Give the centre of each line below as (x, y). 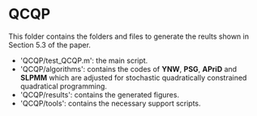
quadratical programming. (64, 86)
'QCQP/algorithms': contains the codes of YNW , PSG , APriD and (128, 68)
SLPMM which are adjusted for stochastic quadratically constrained (133, 77)
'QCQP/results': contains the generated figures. (100, 94)
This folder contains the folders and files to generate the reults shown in (129, 36)
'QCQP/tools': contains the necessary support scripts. (110, 103)
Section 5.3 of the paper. (50, 44)
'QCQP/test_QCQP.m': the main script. (84, 60)
